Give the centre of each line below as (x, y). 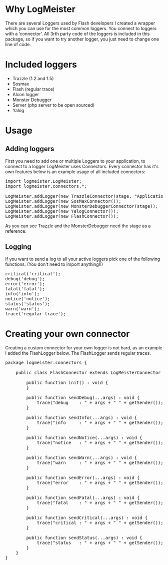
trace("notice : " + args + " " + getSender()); (100, 442)
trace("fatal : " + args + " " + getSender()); (100, 502)
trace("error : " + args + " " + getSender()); (100, 482)
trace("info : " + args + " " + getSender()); (100, 422)
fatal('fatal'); (25, 289)
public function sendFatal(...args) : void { (83, 497)
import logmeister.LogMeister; (43, 181)
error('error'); (25, 284)
